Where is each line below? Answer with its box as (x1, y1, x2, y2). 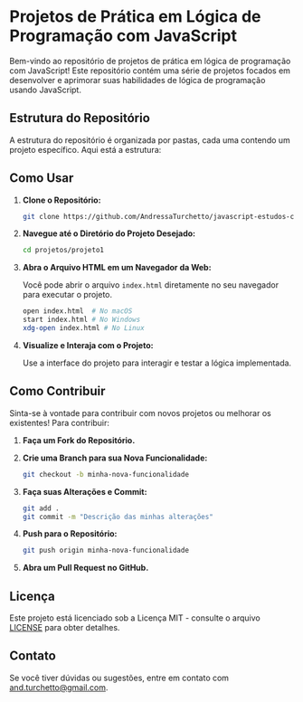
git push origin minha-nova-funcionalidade (22, 545, 190, 555)
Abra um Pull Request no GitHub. (22, 563, 149, 574)
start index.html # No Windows (22, 315, 141, 325)
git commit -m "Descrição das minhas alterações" (22, 512, 214, 521)
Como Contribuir (9, 384, 106, 399)
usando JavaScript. (9, 84, 81, 95)
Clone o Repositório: (22, 194, 101, 205)
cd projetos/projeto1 (22, 246, 104, 255)
